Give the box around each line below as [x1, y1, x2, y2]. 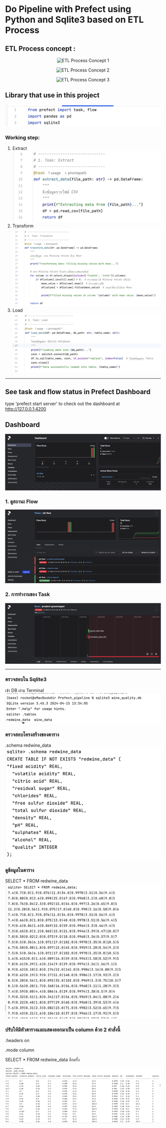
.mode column [5, 1047, 35, 1053]
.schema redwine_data [5, 742, 51, 748]
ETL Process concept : [5, 44, 76, 53]
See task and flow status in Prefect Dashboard [5, 387, 151, 396]
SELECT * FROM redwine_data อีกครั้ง [5, 1057, 80, 1063]
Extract [12, 145, 27, 151]
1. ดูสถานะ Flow [5, 498, 38, 505]
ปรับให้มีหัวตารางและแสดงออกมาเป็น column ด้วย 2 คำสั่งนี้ [5, 1026, 121, 1033]
